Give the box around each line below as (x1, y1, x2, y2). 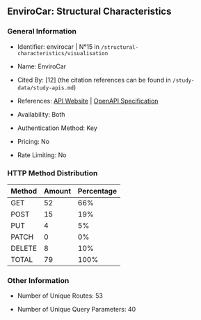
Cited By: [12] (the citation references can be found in (17, 75, 172, 84)
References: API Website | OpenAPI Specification (17, 96, 159, 105)
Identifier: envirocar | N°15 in (17, 42, 99, 51)
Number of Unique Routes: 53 (17, 291, 103, 300)
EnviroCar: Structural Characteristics (7, 6, 172, 17)
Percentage (77, 186, 118, 196)
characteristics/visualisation (17, 50, 108, 57)
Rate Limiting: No (17, 150, 67, 159)
